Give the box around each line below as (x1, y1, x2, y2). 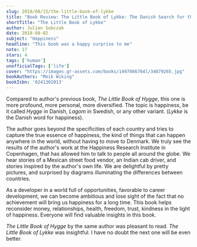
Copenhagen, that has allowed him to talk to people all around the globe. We (6, 150, 191, 157)
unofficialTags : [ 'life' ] (6, 63, 69, 69)
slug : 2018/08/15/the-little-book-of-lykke (6, 8, 114, 15)
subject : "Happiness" (6, 36, 59, 42)
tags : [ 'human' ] (6, 57, 46, 63)
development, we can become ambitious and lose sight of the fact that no (6, 193, 184, 200)
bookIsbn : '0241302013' (6, 80, 64, 85)
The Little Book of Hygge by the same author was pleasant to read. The (6, 223, 179, 229)
